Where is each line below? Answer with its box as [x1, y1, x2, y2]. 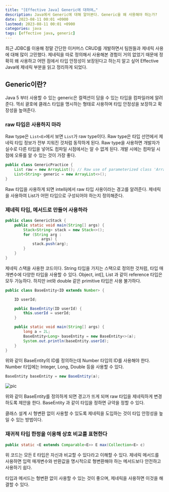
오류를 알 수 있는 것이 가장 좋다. [14, 152, 76, 159]
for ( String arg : [23, 232, 62, 237]
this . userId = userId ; [23, 311, 71, 316]
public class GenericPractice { [5, 162, 73, 168]
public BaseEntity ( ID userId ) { [14, 306, 82, 311]
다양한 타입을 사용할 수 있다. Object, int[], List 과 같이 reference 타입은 [22, 271, 162, 277]
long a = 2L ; [23, 329, 51, 334]
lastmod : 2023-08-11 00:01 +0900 [5, 21, 75, 27]
